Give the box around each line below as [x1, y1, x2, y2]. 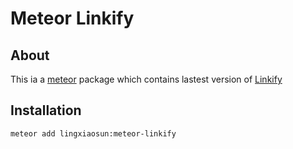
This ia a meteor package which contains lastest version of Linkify [10, 73, 283, 85]
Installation [10, 102, 82, 119]
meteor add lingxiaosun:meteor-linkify [10, 128, 177, 139]
